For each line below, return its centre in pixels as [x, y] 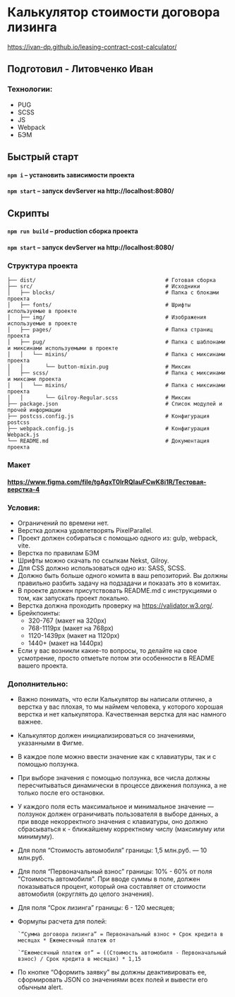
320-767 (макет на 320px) [67, 620]
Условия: [24, 507]
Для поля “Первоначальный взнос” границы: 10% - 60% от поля [115, 872]
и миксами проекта [34, 379]
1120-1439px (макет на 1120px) [74, 635]
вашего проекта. [43, 666]
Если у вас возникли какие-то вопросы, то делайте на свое [107, 650]
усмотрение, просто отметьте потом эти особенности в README [116, 658]
